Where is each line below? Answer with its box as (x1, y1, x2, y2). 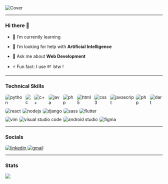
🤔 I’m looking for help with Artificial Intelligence (12, 43, 112, 49)
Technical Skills (5, 82, 44, 89)
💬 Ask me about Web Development (12, 53, 86, 59)
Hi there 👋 (5, 22, 30, 29)
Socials (5, 133, 23, 140)
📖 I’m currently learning (12, 34, 61, 40)
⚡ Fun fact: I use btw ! (12, 63, 64, 69)
